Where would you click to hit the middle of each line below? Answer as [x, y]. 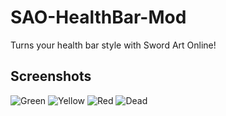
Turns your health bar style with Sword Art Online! [113, 45]
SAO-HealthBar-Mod [98, 17]
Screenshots [51, 76]
